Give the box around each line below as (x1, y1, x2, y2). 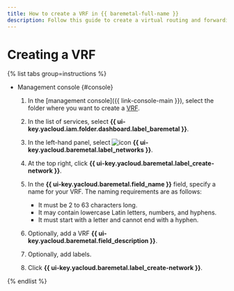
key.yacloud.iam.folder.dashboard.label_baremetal (27, 125, 180, 133)
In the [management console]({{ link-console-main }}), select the (27, 97, 214, 105)
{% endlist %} (7, 277, 47, 285)
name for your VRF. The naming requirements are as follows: (27, 187, 202, 196)
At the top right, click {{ (27, 159, 95, 168)
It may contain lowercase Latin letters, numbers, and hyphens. (38, 208, 217, 217)
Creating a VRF (7, 47, 96, 63)
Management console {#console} (17, 83, 114, 91)
